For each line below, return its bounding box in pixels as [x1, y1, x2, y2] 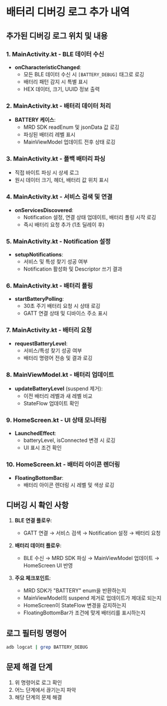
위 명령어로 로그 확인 [14, 679, 62, 686]
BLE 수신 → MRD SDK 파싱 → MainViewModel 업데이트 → [23, 555, 160, 562]
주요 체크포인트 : [14, 574, 51, 582]
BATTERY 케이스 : [14, 116, 56, 123]
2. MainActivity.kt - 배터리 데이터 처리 [6, 102, 111, 110]
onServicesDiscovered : [14, 206, 74, 213]
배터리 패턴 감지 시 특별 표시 [23, 78, 88, 85]
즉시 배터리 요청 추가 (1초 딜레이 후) [23, 221, 105, 228]
